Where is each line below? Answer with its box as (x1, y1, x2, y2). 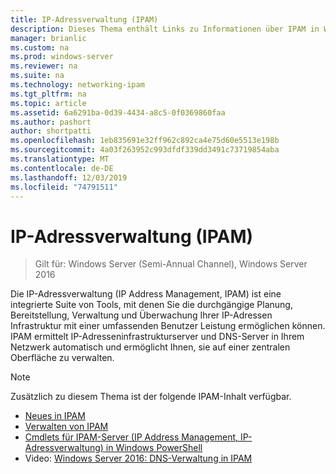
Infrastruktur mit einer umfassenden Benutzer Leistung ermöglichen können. (10, 320, 326, 332)
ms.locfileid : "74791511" (10, 182, 118, 192)
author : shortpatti (10, 126, 92, 136)
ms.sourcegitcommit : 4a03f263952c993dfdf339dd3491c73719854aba (10, 145, 280, 155)
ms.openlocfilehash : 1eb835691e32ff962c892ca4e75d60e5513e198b (10, 136, 280, 146)
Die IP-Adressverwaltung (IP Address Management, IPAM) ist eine (10, 288, 282, 300)
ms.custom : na (10, 42, 70, 53)
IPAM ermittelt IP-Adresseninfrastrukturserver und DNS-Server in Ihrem (10, 331, 305, 343)
